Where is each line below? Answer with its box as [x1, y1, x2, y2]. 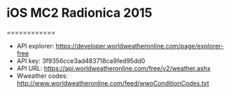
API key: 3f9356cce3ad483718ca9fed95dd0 [16, 56, 146, 65]
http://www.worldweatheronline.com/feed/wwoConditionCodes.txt [16, 79, 209, 87]
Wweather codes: [16, 72, 68, 80]
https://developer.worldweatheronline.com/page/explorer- [55, 41, 224, 50]
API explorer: [16, 41, 55, 50]
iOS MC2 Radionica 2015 [6, 5, 153, 21]
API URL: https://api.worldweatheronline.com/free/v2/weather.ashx [16, 64, 211, 72]
